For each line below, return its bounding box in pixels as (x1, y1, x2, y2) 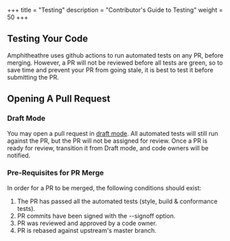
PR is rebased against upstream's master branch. (16, 226, 157, 234)
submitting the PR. (7, 73, 60, 81)
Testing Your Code (7, 33, 89, 45)
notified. (7, 151, 31, 159)
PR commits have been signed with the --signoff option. (16, 211, 176, 220)
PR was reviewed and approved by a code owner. (16, 219, 157, 227)
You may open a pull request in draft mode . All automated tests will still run (7, 129, 218, 137)
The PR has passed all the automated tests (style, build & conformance (16, 197, 218, 205)
